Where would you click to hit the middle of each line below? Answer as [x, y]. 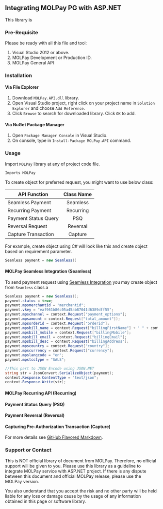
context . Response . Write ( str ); [36, 382]
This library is [19, 20]
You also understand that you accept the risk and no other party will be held [81, 491]
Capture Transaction [31, 234]
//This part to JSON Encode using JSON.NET [50, 368]
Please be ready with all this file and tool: [46, 43]
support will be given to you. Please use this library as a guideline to [73, 466]
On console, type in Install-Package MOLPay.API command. [72, 140]
